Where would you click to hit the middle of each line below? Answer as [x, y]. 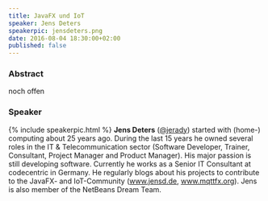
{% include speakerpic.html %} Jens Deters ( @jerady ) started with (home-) [134, 129]
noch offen [27, 91]
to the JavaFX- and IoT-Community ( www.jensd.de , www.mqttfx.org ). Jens [133, 181]
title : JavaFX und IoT [46, 16]
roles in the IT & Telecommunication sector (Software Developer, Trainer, [129, 146]
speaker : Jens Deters [45, 23]
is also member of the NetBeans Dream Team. [85, 189]
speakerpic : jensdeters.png [56, 31]
